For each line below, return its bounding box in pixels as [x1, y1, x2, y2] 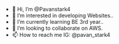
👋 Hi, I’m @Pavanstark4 [11, 6, 71, 12]
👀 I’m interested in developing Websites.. [11, 12, 114, 19]
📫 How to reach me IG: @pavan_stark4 [11, 32, 111, 38]
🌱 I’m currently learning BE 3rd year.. [11, 18, 104, 25]
